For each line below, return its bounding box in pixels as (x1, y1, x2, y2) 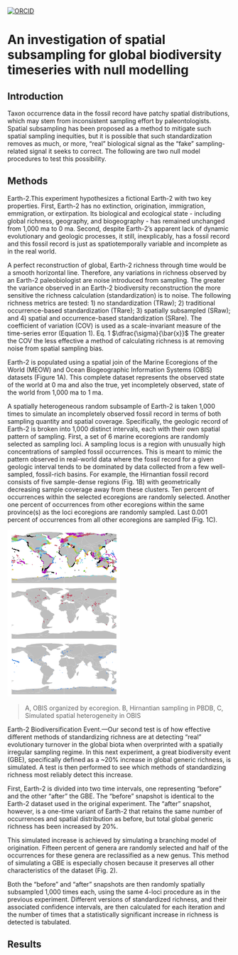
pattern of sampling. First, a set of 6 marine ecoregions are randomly (7, 432, 210, 441)
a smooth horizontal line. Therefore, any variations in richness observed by (7, 268, 227, 277)
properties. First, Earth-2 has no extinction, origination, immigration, (7, 202, 206, 210)
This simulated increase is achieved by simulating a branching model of (7, 835, 217, 844)
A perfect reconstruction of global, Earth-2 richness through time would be (7, 261, 227, 269)
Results (7, 939, 42, 951)
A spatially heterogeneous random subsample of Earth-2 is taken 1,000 (7, 402, 215, 410)
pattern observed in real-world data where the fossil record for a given (7, 454, 215, 463)
